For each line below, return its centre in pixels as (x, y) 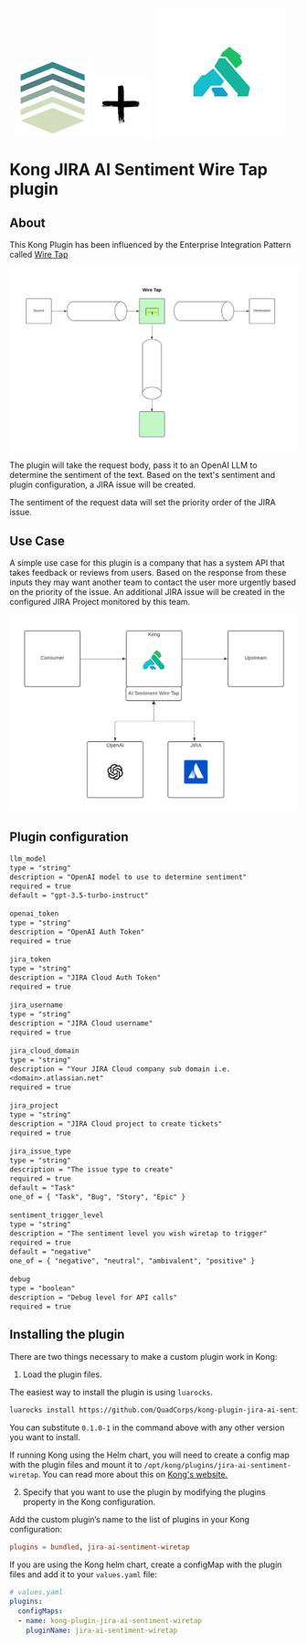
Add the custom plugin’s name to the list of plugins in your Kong (129, 1519)
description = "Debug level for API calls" (94, 1298)
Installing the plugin (67, 1335)
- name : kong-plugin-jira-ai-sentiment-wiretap (110, 1621)
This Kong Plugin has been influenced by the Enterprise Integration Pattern (150, 244)
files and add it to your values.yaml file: (84, 1574)
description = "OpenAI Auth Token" (77, 932)
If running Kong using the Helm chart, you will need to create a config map (149, 1455)
